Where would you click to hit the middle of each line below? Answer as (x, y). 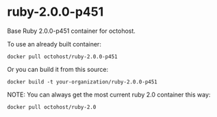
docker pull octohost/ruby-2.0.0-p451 (62, 56)
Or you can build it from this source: (58, 69)
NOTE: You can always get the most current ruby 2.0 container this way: (109, 94)
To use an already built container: (54, 44)
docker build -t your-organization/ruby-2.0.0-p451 (82, 82)
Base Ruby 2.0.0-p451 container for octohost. (71, 31)
